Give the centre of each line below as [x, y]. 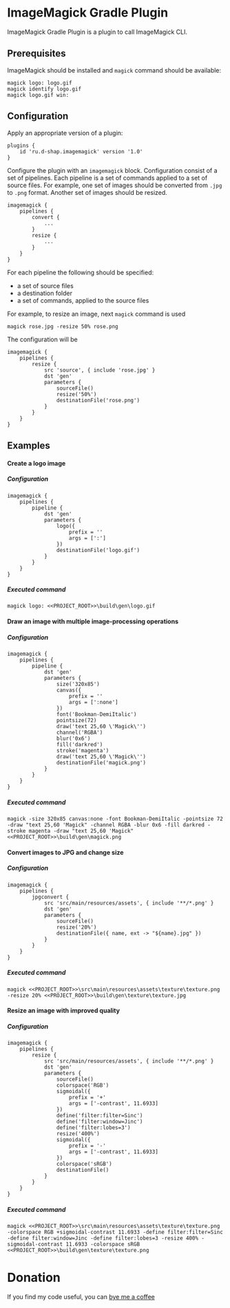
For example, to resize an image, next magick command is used [96, 314]
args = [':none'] [93, 703]
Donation [34, 1278]
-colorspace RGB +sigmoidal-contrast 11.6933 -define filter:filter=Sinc [115, 1232]
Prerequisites [36, 54]
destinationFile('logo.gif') [98, 550]
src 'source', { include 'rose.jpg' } [100, 370]
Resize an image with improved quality [64, 1011]
